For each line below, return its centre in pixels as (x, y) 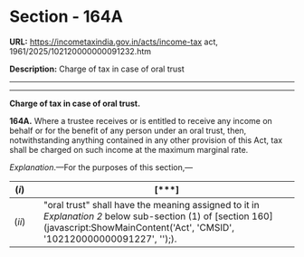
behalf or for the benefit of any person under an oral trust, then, (128, 130)
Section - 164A (66, 17)
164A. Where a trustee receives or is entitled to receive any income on (141, 120)
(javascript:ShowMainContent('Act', (119, 227)
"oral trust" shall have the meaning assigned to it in (152, 205)
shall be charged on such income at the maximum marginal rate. (129, 149)
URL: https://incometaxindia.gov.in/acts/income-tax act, (114, 42)
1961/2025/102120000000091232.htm (81, 51)
